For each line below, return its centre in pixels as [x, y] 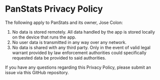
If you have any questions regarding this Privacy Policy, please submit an [78, 67]
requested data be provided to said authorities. [59, 58]
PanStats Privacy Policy [54, 9]
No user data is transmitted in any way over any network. [69, 42]
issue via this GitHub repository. [37, 72]
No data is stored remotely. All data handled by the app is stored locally [83, 32]
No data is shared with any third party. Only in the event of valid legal [81, 47]
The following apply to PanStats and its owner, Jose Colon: [64, 22]
